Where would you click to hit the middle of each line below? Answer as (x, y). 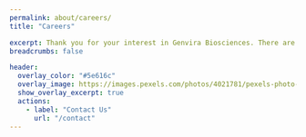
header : (24, 68)
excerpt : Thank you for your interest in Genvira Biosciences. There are (153, 43)
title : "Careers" (42, 26)
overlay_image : (46, 84)
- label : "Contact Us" (69, 110)
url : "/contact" (64, 118)
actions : (34, 101)
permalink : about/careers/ (61, 18)
